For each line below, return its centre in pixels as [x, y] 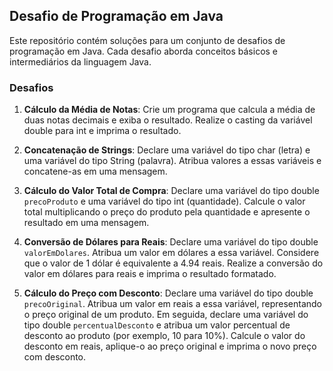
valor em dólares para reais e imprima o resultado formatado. [150, 274]
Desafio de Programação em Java [116, 16]
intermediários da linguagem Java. [80, 61]
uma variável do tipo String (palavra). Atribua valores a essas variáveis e [172, 161]
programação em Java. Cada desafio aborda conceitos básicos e [144, 51]
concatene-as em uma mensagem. [95, 171]
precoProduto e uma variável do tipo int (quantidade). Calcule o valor [164, 201]
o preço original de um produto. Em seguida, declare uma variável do [166, 315]
